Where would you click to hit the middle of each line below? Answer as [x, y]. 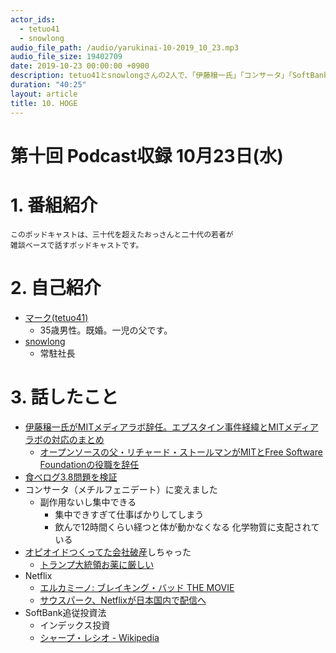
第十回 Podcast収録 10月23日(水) [147, 155]
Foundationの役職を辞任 [89, 464]
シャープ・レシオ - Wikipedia [99, 637]
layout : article [44, 94]
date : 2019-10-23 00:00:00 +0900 [80, 66]
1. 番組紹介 [54, 205]
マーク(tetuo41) [56, 317]
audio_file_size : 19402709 [66, 57]
